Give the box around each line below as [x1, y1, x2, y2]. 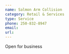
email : [5, 26, 19, 30]
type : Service [5, 16, 34, 21]
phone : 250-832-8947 [5, 21, 47, 26]
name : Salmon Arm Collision [5, 7, 63, 12]
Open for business [5, 44, 43, 49]
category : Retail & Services [5, 12, 65, 17]
